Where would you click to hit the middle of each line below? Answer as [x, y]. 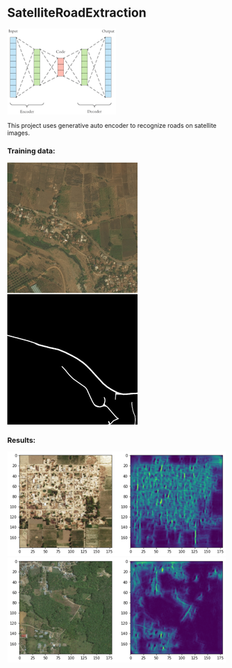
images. [18, 133]
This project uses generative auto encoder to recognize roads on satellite [112, 126]
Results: [22, 440]
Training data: [31, 151]
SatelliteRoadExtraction [77, 13]
